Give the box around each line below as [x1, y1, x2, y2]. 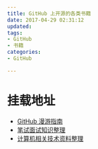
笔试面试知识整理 [16, 126, 66, 134]
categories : [7, 49, 41, 56]
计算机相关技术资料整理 [16, 134, 84, 142]
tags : [7, 29, 23, 37]
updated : [7, 23, 32, 30]
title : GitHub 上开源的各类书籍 [7, 10, 91, 17]
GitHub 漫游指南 [16, 117, 63, 125]
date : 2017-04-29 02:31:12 [7, 17, 84, 23]
